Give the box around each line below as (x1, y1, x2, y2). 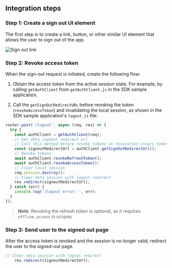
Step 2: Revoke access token (5, 59, 79, 66)
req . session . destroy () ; (14, 170, 66, 175)
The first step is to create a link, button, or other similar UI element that (5, 31, 155, 37)
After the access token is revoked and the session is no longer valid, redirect (5, 238, 167, 244)
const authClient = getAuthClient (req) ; (14, 132, 102, 137)
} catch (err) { (10, 184, 45, 190)
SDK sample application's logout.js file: (12, 112, 98, 118)
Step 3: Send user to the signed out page (5, 226, 109, 233)
